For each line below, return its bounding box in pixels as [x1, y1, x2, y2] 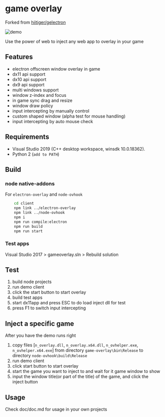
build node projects [12, 279, 52, 285]
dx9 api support [12, 82, 45, 87]
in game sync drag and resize [12, 97, 73, 103]
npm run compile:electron [14, 219, 67, 224]
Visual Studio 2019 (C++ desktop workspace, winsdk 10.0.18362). [12, 146, 145, 152]
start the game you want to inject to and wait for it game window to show [12, 369, 161, 375]
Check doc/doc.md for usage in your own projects [5, 406, 107, 413]
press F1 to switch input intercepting [12, 305, 86, 311]
